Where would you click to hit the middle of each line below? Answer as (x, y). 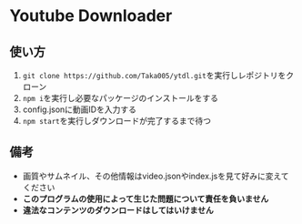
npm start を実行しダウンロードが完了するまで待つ (117, 121)
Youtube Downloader (91, 16)
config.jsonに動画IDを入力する (79, 109)
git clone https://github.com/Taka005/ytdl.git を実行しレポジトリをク (158, 75)
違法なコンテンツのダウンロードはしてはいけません (118, 209)
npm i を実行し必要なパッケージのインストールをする (121, 98)
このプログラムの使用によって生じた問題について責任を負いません (146, 199)
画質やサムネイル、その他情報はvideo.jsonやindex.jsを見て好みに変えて (156, 176)
